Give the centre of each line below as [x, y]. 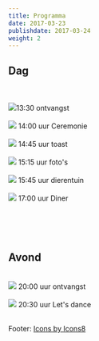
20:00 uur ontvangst [52, 286]
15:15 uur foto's [43, 162]
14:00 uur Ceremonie [53, 126]
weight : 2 [25, 38]
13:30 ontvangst [43, 108]
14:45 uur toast [43, 144]
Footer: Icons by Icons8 [47, 328]
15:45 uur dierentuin [51, 181]
